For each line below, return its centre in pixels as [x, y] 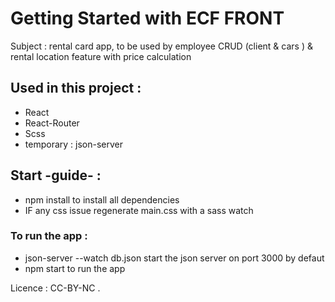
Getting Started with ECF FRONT [147, 18]
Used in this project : [76, 88]
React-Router [52, 123]
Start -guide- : [56, 175]
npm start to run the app [75, 268]
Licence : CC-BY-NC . [55, 288]
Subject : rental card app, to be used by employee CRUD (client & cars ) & [161, 46]
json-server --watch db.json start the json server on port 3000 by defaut [174, 258]
